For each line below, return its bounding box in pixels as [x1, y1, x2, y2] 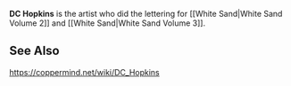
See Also [9, 43, 60, 59]
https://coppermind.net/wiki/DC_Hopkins [9, 66, 161, 77]
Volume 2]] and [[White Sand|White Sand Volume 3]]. [9, 18, 206, 28]
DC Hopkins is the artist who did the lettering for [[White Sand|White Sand [9, 9, 283, 19]
